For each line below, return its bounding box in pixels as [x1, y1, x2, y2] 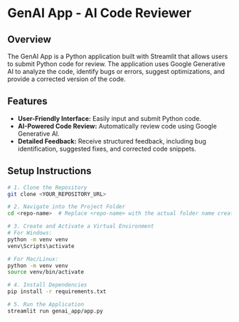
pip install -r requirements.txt [7, 288, 107, 296]
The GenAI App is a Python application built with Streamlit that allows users [7, 52, 228, 60]
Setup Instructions [7, 165, 92, 177]
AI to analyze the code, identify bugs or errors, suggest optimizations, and [7, 68, 225, 75]
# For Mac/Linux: [7, 255, 59, 262]
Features [7, 95, 48, 107]
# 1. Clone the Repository [7, 183, 87, 191]
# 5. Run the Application [7, 301, 84, 308]
